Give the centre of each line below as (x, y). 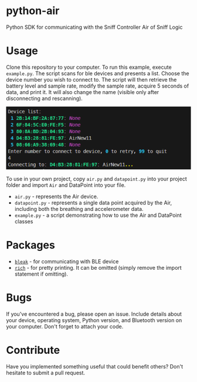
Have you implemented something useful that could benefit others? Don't (95, 366)
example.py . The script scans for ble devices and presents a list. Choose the (98, 73)
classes (24, 222)
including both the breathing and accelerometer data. (79, 209)
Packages (31, 245)
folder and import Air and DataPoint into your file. (66, 185)
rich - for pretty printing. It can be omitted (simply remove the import (98, 267)
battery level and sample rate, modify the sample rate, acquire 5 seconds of (98, 86)
